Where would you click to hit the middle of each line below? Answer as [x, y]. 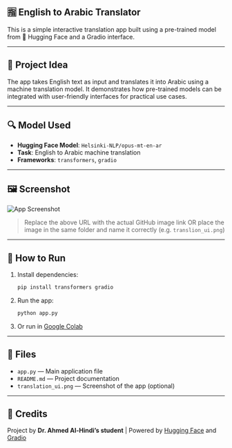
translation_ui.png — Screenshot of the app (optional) [96, 386]
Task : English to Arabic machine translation [79, 153]
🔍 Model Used [39, 125]
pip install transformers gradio [65, 288]
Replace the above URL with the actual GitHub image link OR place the [124, 222]
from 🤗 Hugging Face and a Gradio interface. [71, 37]
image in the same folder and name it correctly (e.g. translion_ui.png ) [124, 230]
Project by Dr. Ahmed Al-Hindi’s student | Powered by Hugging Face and [112, 431]
